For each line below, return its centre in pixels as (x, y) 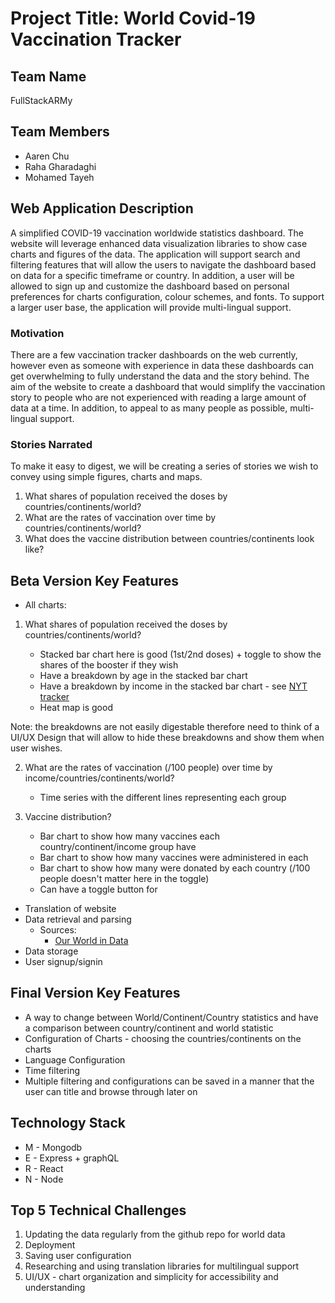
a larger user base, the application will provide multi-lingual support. (151, 307)
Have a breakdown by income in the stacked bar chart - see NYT (173, 686)
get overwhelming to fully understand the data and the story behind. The (160, 376)
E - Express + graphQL (72, 1158)
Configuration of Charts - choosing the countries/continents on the (163, 1038)
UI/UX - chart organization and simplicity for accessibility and (151, 1277)
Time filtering (52, 1070)
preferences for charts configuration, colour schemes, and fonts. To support (167, 296)
